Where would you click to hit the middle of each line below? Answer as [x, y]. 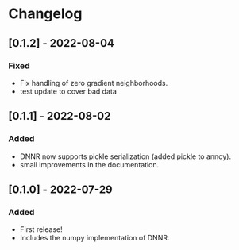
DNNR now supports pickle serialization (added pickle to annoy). [125, 156]
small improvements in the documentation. [89, 164]
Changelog [45, 14]
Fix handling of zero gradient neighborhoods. [94, 83]
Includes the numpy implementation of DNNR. [94, 238]
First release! [41, 229]
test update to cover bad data [68, 91]
